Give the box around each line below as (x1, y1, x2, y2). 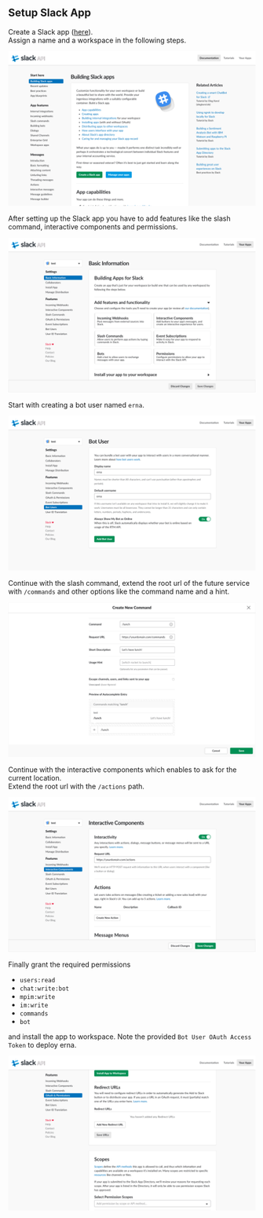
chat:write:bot (19, 985, 70, 993)
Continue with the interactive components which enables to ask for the (8, 765, 237, 774)
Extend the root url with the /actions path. (8, 781, 145, 791)
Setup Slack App (8, 6, 92, 20)
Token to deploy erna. (8, 1040, 77, 1049)
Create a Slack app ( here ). (8, 27, 93, 36)
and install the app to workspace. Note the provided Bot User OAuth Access (8, 1032, 252, 1041)
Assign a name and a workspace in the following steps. (8, 35, 187, 45)
